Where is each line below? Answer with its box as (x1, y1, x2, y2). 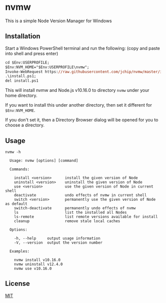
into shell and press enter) (5, 50, 58, 56)
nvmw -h (5, 150, 21, 154)
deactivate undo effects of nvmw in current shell (14, 192, 147, 197)
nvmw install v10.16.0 (14, 257, 61, 263)
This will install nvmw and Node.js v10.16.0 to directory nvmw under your (5, 87, 150, 93)
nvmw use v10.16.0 (14, 266, 52, 271)
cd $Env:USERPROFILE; (5, 60, 50, 65)
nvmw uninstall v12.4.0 (14, 262, 63, 266)
